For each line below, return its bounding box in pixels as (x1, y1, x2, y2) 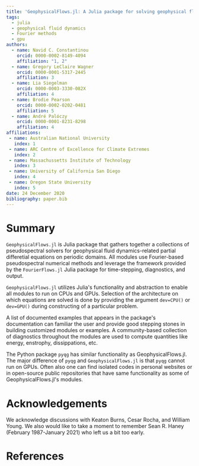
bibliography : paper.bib (6, 196, 68, 202)
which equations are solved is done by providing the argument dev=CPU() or (6, 297, 191, 304)
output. (6, 272, 24, 279)
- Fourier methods (11, 31, 57, 37)
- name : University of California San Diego (8, 168, 120, 175)
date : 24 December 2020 (6, 190, 65, 196)
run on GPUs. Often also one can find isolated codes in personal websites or (6, 364, 192, 371)
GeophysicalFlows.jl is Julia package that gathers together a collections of (6, 241, 190, 248)
